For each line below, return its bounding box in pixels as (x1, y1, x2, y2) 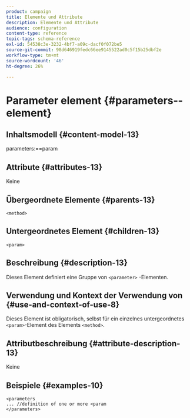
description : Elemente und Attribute (6, 19, 99, 25)
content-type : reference (6, 31, 67, 36)
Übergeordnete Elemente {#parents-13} (6, 195, 155, 205)
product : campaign (6, 8, 51, 15)
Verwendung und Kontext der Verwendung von (6, 290, 183, 300)
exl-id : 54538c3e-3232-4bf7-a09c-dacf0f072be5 (6, 42, 122, 48)
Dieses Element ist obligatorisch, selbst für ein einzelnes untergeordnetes (6, 315, 185, 322)
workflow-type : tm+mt (6, 52, 59, 58)
